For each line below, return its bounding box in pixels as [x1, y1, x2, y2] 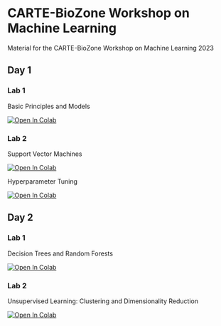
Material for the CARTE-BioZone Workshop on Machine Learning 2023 [7, 43, 215, 52]
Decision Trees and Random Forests [7, 249, 114, 258]
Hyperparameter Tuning [7, 177, 78, 186]
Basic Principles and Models [7, 102, 90, 110]
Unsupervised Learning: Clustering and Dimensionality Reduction [7, 297, 199, 305]
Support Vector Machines [7, 149, 82, 158]
